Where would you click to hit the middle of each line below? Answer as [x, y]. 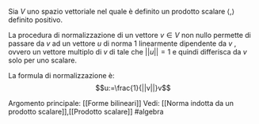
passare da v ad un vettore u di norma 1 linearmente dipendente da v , [122, 43]
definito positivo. [36, 20]
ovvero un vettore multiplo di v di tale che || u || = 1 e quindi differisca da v [128, 52]
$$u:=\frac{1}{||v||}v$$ [133, 88]
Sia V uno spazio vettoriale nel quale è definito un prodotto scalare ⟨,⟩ [122, 11]
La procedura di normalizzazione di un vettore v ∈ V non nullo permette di [129, 35]
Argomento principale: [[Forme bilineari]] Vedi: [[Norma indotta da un [121, 103]
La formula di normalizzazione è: [61, 75]
